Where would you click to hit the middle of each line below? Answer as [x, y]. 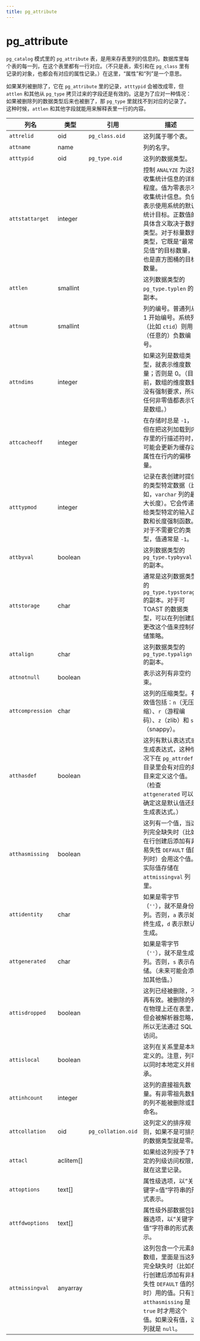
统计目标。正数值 [167, 214]
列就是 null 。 [162, 1328]
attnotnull [24, 677]
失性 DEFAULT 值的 [168, 1284]
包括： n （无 [172, 702]
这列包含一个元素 [167, 1248]
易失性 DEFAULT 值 [168, 849]
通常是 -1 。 [177, 539]
